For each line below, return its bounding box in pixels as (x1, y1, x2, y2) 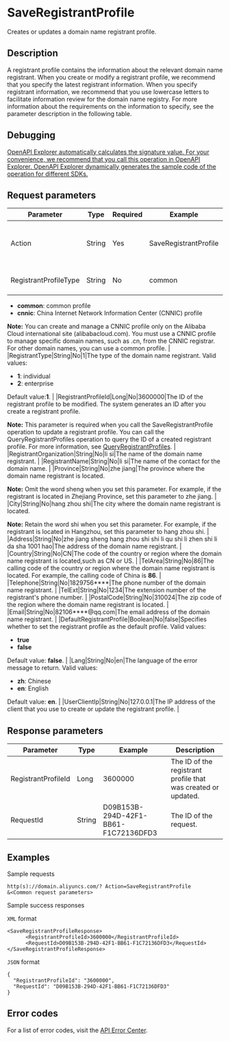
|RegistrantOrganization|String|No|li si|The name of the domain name (7, 450, 203, 458)
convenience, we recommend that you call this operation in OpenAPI (7, 155, 201, 163)
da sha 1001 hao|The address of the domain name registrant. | (7, 542, 182, 550)
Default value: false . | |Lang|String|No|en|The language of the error (7, 656, 198, 664)
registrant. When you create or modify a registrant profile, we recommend (7, 73, 216, 81)
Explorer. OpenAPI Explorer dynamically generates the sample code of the (7, 162, 217, 170)
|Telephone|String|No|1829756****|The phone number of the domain (7, 579, 206, 587)
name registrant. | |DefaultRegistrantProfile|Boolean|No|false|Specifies (7, 615, 207, 623)
